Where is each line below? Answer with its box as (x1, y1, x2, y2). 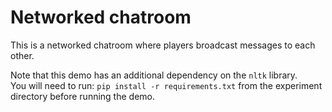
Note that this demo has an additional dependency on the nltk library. (10, 69, 298, 81)
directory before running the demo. (10, 90, 155, 102)
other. (10, 49, 35, 61)
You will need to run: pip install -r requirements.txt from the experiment (10, 79, 323, 91)
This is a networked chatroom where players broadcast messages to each (10, 39, 316, 51)
